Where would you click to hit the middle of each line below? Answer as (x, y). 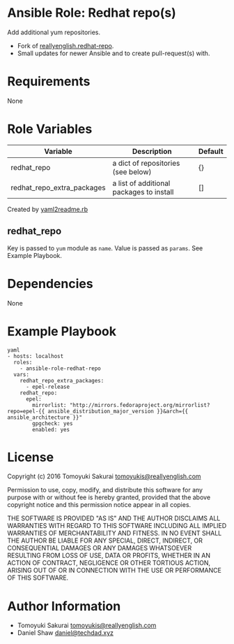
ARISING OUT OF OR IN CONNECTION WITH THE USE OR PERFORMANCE (114, 571)
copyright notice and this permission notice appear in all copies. (99, 505)
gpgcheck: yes (53, 423)
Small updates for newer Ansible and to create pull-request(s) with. (114, 53)
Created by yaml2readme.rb (48, 209)
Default (211, 151)
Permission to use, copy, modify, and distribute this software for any (105, 490)
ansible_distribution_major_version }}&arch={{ (118, 411)
